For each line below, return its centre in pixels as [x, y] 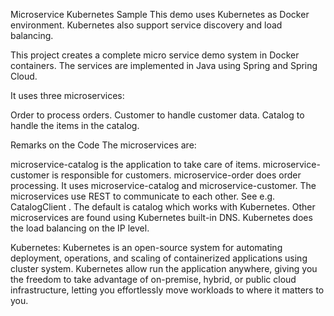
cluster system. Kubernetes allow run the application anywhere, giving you [164, 268]
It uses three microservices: [67, 95]
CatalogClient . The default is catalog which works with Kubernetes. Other [163, 207]
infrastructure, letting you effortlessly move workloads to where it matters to [167, 290]
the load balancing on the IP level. [80, 228]
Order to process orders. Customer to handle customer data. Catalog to [157, 115]
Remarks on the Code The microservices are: [103, 145]
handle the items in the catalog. [75, 125]
